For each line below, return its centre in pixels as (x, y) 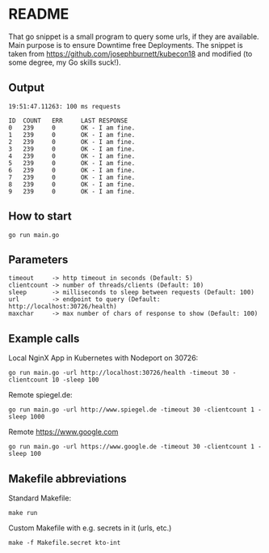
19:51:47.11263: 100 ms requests (65, 106)
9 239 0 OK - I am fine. (72, 191)
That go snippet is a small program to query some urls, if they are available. (134, 36)
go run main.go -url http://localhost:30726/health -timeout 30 (119, 373)
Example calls (44, 338)
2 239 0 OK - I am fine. (72, 142)
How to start (40, 217)
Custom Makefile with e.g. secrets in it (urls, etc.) (90, 528)
